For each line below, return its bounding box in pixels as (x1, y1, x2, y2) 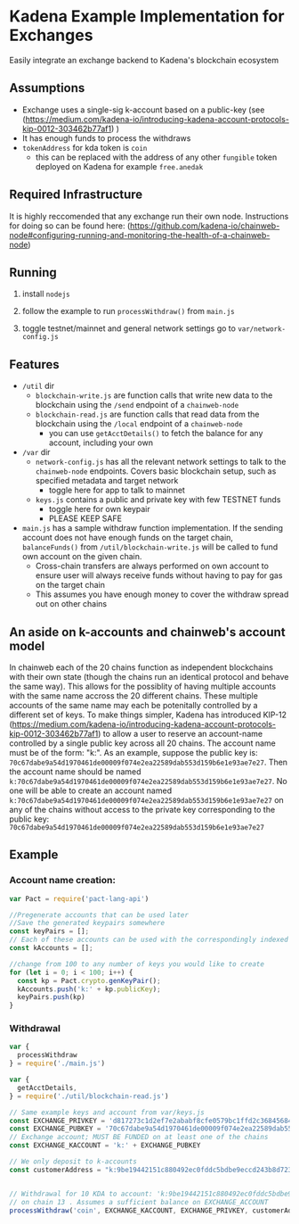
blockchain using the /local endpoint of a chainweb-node (35, 418, 243, 429)
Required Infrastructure (9, 187, 143, 203)
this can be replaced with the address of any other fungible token (35, 152, 278, 162)
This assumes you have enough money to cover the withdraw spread (35, 589, 289, 600)
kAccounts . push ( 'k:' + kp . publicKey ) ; (17, 984, 162, 994)
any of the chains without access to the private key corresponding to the (9, 805, 276, 815)
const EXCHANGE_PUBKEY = (9, 1124, 101, 1134)
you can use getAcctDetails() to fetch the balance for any (48, 428, 263, 439)
